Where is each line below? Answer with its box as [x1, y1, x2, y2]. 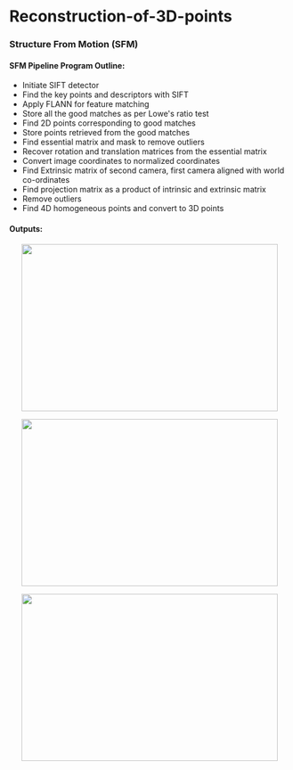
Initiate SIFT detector [21, 80, 100, 91]
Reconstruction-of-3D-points [9, 6, 233, 27]
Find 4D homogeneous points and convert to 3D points [21, 203, 224, 214]
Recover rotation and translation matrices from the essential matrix [21, 146, 267, 157]
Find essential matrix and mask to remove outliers [21, 136, 205, 148]
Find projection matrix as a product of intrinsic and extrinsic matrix [21, 184, 267, 195]
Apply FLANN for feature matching [21, 99, 150, 110]
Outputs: [9, 223, 43, 233]
